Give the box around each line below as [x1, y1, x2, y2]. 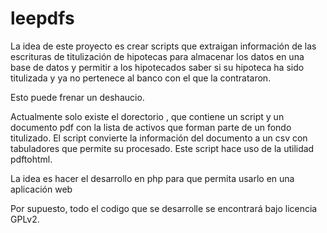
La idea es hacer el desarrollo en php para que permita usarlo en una [10, 172, 295, 184]
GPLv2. [10, 213, 40, 225]
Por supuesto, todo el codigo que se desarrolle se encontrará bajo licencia [10, 202, 318, 214]
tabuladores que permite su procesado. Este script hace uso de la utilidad [10, 142, 315, 154]
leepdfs [10, 7, 75, 30]
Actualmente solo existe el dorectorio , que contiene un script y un [10, 110, 285, 122]
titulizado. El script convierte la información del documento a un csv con [10, 132, 308, 144]
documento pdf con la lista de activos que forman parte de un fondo [10, 121, 292, 133]
